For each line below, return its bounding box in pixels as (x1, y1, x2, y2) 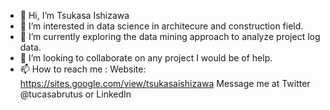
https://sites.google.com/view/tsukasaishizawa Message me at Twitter (19, 78, 311, 89)
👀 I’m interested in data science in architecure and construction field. (19, 20, 304, 32)
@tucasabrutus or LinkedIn (19, 88, 132, 100)
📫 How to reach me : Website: (19, 63, 147, 75)
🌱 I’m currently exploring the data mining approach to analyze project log (19, 31, 321, 42)
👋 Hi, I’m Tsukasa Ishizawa (19, 10, 130, 21)
